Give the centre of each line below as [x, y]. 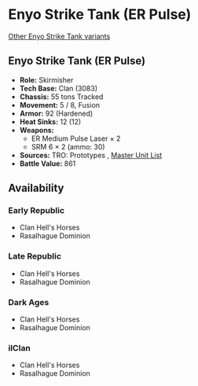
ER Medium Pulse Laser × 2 [76, 138]
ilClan [20, 347]
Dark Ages [29, 302]
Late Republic [35, 256]
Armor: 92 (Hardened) [56, 113]
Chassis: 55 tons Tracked [61, 97]
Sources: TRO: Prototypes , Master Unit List [91, 155]
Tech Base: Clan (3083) [59, 88]
